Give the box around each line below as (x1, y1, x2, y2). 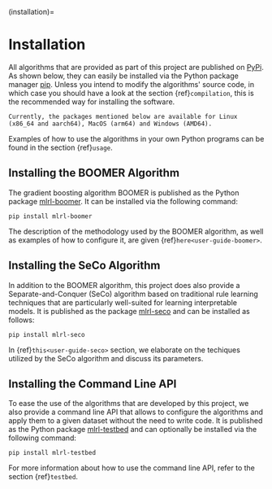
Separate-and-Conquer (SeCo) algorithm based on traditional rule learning (8, 289, 258, 299)
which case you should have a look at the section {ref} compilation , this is (8, 88, 254, 98)
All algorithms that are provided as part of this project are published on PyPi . (8, 62, 264, 72)
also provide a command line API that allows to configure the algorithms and (8, 407, 264, 417)
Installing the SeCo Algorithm (8, 259, 161, 273)
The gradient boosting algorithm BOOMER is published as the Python (8, 187, 240, 198)
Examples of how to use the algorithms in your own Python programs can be (8, 133, 265, 143)
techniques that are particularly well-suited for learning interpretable (8, 297, 238, 308)
